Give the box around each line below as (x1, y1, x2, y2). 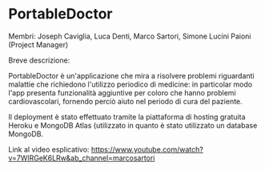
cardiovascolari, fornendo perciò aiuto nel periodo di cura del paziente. (8, 96, 243, 106)
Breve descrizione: (8, 55, 70, 65)
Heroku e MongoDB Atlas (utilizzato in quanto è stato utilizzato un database (8, 120, 258, 130)
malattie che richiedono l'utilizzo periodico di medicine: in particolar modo (8, 79, 253, 89)
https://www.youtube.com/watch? (90, 144, 204, 154)
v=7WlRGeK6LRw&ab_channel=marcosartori (8, 153, 155, 163)
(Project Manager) (8, 39, 69, 49)
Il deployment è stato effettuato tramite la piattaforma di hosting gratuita (8, 111, 246, 121)
